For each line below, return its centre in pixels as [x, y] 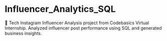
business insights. [23, 33]
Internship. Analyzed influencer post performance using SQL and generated [83, 28]
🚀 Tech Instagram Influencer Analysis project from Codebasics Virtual [77, 23]
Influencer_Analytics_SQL [60, 9]
